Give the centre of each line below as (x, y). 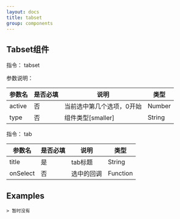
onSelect (22, 173)
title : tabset (24, 18)
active (18, 106)
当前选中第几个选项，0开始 (103, 106)
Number (159, 106)
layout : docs (23, 12)
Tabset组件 (28, 49)
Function (120, 173)
